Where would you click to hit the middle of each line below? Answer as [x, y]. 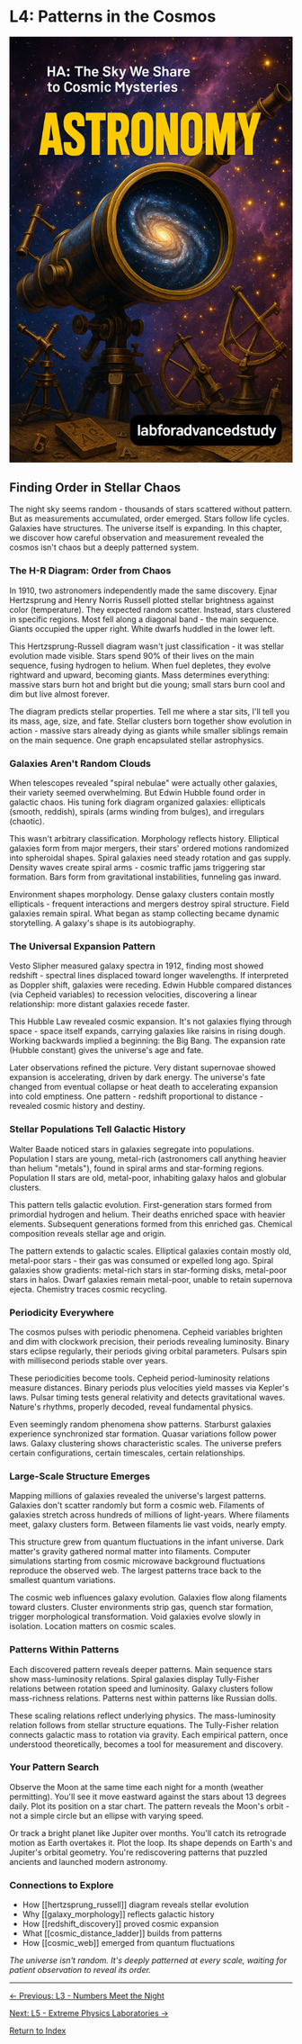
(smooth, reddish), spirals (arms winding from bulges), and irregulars [137, 812]
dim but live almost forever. [60, 694]
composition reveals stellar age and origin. [88, 1233]
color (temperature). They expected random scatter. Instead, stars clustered [150, 609]
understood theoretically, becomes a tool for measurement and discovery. [147, 1744]
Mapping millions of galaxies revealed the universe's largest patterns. [138, 1496]
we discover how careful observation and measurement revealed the [137, 538]
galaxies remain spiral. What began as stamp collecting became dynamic [145, 914]
